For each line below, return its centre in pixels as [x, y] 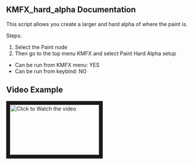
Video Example [35, 90]
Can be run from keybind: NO [51, 71]
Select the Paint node [41, 47]
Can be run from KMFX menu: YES [57, 65]
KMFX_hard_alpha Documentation [71, 10]
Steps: [14, 36]
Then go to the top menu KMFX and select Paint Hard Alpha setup [95, 53]
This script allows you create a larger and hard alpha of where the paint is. [97, 24]
